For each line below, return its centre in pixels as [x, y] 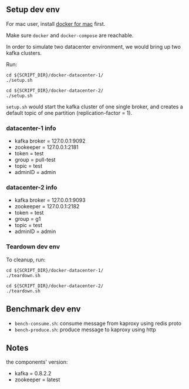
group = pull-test [35, 160]
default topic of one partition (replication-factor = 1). [69, 113]
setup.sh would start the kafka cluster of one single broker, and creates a [95, 107]
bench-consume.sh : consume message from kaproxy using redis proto [98, 323]
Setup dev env [33, 10]
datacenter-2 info [32, 188]
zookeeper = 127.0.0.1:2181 [46, 147]
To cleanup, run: [26, 260]
